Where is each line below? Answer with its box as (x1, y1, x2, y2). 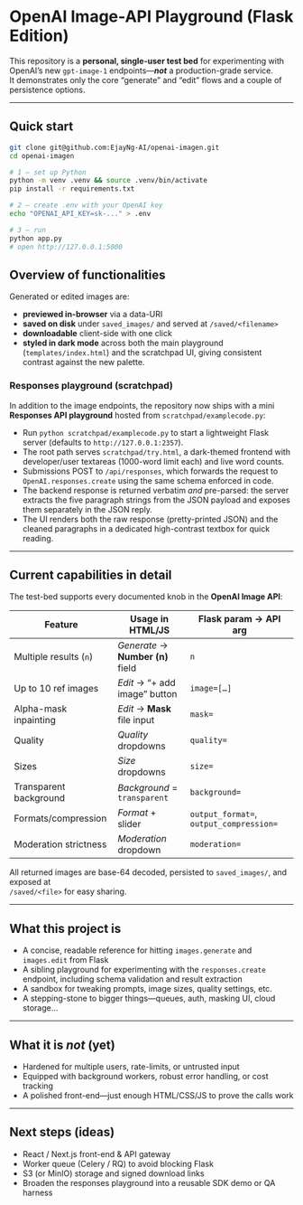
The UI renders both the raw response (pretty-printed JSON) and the (22, 513, 279, 524)
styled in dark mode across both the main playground (22, 337, 224, 349)
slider (116, 818, 142, 831)
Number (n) (116, 651, 169, 664)
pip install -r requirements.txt (9, 184, 135, 193)
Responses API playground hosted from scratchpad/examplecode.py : (9, 410, 266, 420)
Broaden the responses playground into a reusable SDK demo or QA (22, 1177, 276, 1188)
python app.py (9, 233, 63, 243)
